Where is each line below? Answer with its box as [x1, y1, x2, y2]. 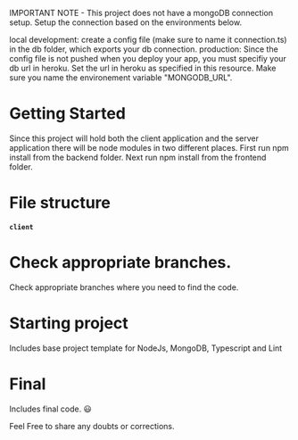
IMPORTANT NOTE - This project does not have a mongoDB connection [9, 8, 274, 18]
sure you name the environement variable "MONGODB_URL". [9, 72, 233, 83]
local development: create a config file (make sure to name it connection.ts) [9, 35, 287, 45]
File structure [9, 193, 112, 213]
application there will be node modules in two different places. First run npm [9, 142, 289, 153]
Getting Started [9, 104, 127, 124]
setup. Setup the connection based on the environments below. [9, 17, 243, 28]
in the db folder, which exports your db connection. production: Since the [9, 44, 278, 54]
